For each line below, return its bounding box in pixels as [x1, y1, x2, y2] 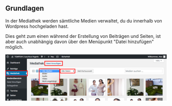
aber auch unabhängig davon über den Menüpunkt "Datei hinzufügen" [5, 38, 154, 45]
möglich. [5, 44, 24, 50]
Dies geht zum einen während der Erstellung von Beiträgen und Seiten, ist [5, 33, 161, 39]
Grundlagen [5, 4, 45, 13]
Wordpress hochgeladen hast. [5, 23, 69, 29]
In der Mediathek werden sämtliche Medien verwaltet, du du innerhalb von [5, 17, 162, 24]
